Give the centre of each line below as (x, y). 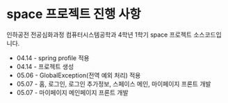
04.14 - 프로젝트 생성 (45, 66)
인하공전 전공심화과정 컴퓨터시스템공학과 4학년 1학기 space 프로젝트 (99, 35)
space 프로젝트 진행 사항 (74, 14)
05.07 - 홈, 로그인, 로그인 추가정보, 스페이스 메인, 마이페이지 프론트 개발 (114, 84)
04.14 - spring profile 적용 (53, 58)
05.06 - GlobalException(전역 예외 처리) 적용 (79, 75)
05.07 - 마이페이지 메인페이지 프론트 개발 (73, 92)
